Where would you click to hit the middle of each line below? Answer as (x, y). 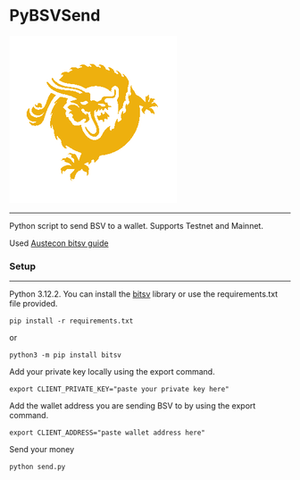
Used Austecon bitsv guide (59, 243)
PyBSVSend (55, 16)
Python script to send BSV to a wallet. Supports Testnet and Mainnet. (136, 225)
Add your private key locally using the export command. (112, 372)
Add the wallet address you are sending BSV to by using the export (133, 406)
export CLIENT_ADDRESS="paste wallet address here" (107, 433)
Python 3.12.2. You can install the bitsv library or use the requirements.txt (144, 294)
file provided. (33, 304)
